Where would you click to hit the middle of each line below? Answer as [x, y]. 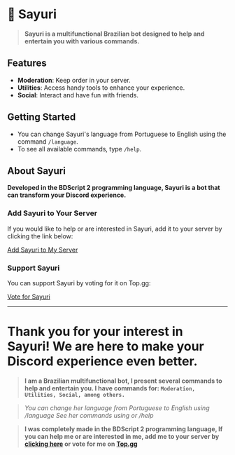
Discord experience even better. [102, 361]
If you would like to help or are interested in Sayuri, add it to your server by [115, 229]
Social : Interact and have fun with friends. [78, 95]
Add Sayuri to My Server [43, 250]
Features [27, 63]
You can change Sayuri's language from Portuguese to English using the [122, 134]
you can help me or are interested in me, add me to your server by [122, 436]
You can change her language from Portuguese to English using [117, 408]
